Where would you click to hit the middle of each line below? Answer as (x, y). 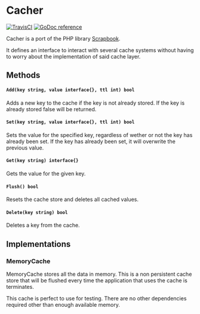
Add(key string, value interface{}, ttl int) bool (70, 90)
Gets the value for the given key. (46, 173)
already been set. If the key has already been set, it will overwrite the (91, 141)
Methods (23, 75)
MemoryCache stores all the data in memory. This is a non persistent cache (99, 274)
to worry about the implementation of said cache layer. (73, 56)
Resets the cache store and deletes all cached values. (73, 199)
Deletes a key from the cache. (43, 225)
